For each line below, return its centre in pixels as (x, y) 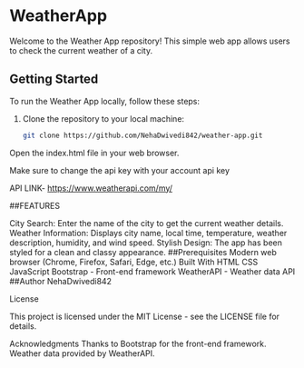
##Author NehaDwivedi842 (60, 281)
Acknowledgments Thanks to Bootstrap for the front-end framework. (138, 343)
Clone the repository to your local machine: (103, 118)
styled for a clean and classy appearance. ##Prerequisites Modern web (143, 252)
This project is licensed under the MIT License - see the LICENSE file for (144, 316)
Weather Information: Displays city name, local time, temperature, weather (148, 233)
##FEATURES (35, 205)
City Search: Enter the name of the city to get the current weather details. (147, 223)
